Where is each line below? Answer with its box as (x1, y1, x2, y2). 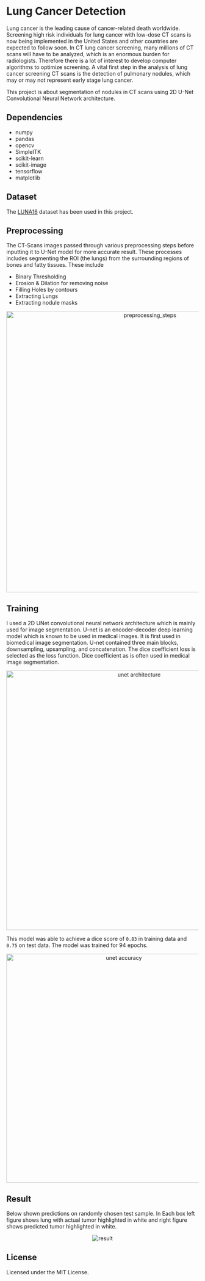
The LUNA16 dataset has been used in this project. (6, 208, 134, 215)
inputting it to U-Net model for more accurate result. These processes (6, 249, 182, 256)
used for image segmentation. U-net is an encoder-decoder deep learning (6, 626, 193, 633)
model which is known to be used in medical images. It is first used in (6, 633, 181, 640)
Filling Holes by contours (15, 286, 78, 294)
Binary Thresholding (15, 273, 67, 280)
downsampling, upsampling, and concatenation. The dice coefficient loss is (6, 645, 196, 653)
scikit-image (15, 161, 47, 169)
